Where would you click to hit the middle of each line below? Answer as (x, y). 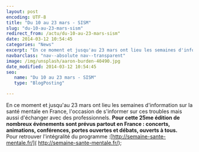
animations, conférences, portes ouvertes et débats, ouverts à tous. (92, 130)
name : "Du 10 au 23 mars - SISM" (55, 77)
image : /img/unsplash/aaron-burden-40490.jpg (63, 61)
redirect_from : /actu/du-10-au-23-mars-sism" (63, 34)
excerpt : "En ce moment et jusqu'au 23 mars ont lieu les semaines (91, 50)
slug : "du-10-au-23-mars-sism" (45, 28)
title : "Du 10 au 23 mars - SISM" (49, 22)
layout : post (22, 12)
